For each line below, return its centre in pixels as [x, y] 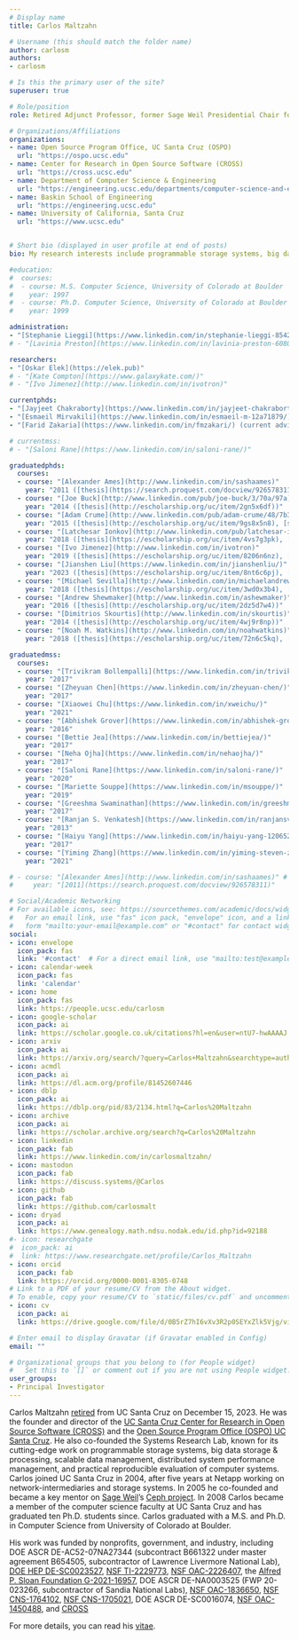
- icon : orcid [35, 1264]
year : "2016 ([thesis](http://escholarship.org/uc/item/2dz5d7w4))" [154, 606]
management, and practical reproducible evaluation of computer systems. [144, 1469]
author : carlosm [39, 50]
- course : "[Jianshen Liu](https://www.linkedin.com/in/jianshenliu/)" [153, 564]
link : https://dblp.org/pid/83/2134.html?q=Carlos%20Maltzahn [134, 1108]
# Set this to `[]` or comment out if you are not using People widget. [150, 1371]
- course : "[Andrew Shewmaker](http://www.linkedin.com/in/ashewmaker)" [154, 597]
